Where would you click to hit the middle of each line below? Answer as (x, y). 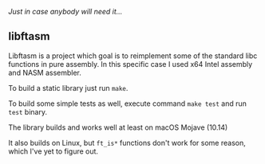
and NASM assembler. (45, 72)
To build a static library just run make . (68, 88)
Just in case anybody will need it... (65, 12)
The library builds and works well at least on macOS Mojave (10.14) (118, 127)
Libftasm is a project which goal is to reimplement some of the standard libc (133, 56)
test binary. (28, 111)
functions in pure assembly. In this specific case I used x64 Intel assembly (131, 64)
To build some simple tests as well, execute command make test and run (128, 103)
